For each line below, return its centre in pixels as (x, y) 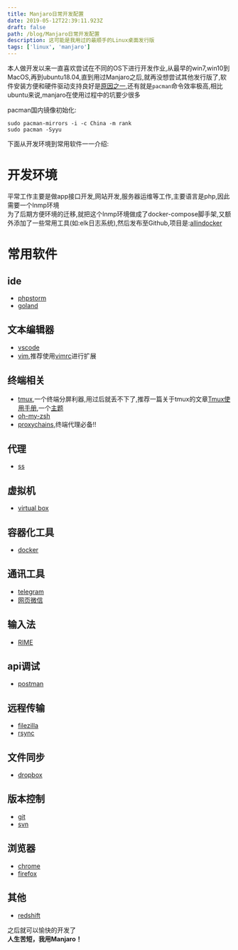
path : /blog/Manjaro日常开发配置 (54, 34)
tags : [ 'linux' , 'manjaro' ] (49, 47)
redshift (29, 915)
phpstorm (32, 298)
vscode (29, 347)
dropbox (30, 775)
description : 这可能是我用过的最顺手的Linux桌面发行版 (81, 41)
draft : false (27, 27)
